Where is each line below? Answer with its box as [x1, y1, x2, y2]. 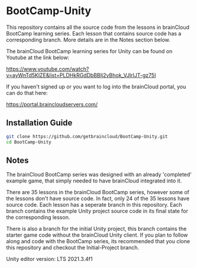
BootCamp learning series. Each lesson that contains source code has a [6, 30, 182, 37]
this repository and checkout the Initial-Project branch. [6, 244, 140, 251]
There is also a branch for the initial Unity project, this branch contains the [6, 225, 187, 233]
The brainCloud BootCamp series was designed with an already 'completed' [6, 171, 192, 178]
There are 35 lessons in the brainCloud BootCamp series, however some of [6, 189, 190, 196]
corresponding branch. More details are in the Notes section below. [6, 36, 170, 43]
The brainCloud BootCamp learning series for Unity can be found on [6, 47, 173, 54]
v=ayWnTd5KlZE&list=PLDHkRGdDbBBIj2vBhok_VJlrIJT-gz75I [6, 71, 156, 79]
